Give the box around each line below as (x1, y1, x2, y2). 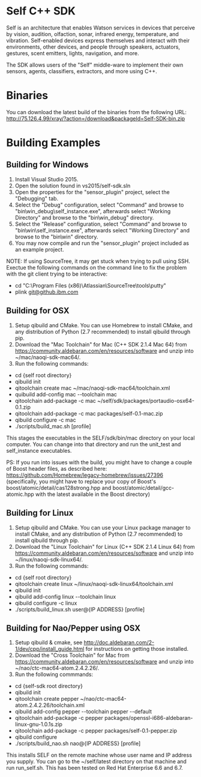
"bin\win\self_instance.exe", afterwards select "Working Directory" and (14, 226, 190, 234)
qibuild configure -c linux (14, 599, 77, 606)
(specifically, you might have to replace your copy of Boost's (6, 477, 157, 485)
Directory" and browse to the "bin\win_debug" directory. (14, 214, 154, 221)
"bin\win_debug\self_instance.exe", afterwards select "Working (14, 207, 171, 214)
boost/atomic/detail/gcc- (112, 484, 175, 491)
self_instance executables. (6, 447, 72, 454)
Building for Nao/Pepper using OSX (6, 623, 141, 633)
